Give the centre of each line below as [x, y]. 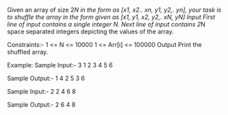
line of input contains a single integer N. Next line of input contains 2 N [106, 24]
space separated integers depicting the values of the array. [91, 31]
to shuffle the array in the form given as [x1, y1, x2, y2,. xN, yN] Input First [111, 17]
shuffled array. [28, 52]
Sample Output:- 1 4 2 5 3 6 [46, 78]
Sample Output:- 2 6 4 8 [41, 104]
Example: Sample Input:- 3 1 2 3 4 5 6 [60, 65]
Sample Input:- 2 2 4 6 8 [42, 92]
